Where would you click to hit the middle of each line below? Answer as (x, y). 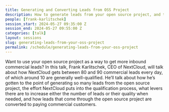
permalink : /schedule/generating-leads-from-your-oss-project (72, 47)
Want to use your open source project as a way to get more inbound (76, 61)
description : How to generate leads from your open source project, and (83, 15)
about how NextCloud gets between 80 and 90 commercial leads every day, (84, 72)
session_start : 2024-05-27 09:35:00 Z (46, 24)
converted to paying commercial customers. (51, 104)
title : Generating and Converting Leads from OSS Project (67, 10)
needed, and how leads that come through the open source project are (78, 99)
